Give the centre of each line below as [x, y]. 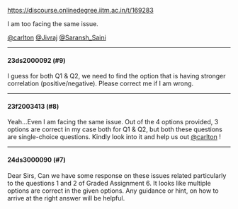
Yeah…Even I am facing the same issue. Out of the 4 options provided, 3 [113, 122]
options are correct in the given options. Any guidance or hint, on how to [113, 191]
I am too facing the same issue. [53, 24]
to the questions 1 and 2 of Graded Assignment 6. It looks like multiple [109, 183]
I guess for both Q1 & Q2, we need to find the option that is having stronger [117, 76]
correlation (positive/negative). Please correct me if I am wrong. [101, 83]
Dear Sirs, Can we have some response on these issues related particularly [117, 175]
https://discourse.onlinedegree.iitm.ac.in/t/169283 [80, 10]
